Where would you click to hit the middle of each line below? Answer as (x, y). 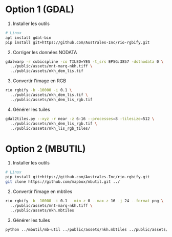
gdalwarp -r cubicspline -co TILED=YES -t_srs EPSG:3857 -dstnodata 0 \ (84, 62)
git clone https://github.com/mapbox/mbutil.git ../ (63, 182)
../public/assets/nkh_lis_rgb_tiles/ (50, 128)
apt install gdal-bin (28, 38)
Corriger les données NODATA (45, 52)
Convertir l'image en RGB (39, 81)
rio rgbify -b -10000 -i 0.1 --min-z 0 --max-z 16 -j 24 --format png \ (84, 201)
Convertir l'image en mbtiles (42, 192)
